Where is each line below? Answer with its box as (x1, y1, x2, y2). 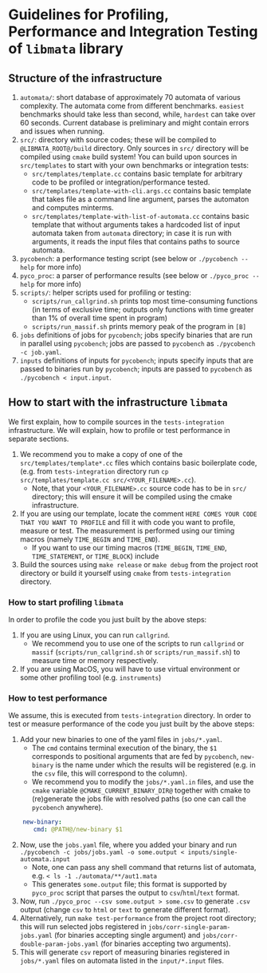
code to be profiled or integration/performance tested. (31, 177, 210, 187)
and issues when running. (19, 126, 105, 136)
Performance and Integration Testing (8, 22, 258, 41)
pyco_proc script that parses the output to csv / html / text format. (31, 888, 240, 898)
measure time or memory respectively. (31, 656, 159, 665)
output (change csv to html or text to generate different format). (19, 905, 231, 915)
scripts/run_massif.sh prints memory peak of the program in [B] (31, 322, 247, 331)
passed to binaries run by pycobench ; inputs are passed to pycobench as (19, 364, 253, 373)
